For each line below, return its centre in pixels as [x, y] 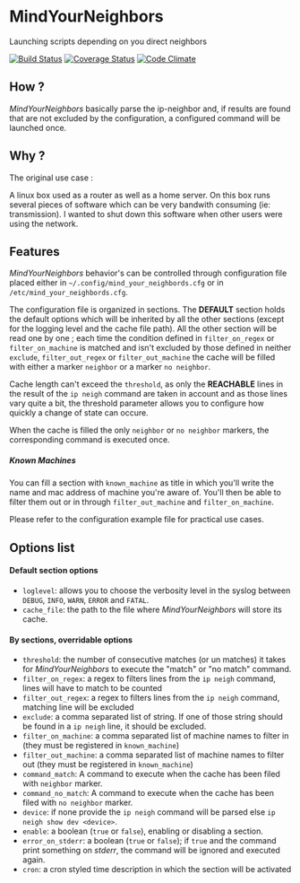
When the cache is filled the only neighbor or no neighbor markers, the [139, 430]
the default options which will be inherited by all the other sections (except [147, 319]
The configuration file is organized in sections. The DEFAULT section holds [147, 310]
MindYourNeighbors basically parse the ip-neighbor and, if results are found [150, 109]
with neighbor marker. [62, 783]
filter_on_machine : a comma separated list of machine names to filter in [155, 736]
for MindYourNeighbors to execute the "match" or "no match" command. [157, 669]
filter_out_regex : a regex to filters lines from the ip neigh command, [151, 698]
